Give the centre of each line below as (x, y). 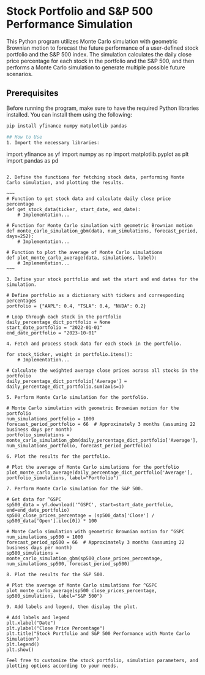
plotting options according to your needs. (63, 666)
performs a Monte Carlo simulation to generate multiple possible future (96, 67)
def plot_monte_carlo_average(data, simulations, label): (82, 258)
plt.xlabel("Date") (31, 623)
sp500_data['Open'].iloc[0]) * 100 (52, 521)
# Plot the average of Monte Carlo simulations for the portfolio (93, 468)
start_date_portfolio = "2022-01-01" (54, 328)
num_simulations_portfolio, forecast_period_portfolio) (79, 446)
